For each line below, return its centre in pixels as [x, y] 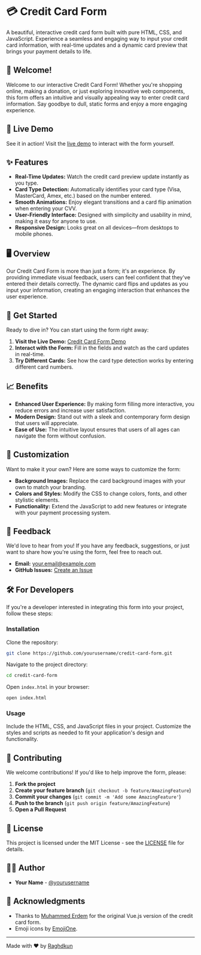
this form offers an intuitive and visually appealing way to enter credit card [98, 97]
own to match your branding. [51, 487]
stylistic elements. [37, 500]
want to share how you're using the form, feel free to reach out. [84, 552]
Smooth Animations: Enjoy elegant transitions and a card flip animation [103, 202]
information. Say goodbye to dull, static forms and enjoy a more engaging [97, 104]
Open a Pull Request [41, 809]
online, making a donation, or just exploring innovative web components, [96, 91]
